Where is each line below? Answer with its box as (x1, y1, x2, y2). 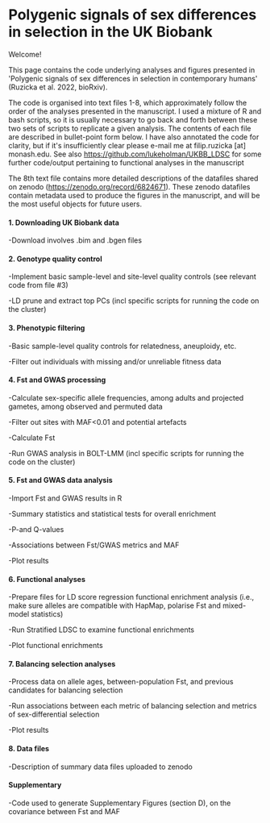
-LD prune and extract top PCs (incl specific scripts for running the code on (8, 296, 260, 306)
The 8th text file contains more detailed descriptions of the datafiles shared (8, 173, 259, 183)
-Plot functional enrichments (8, 641, 103, 651)
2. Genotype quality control (8, 254, 102, 264)
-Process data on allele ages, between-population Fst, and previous (8, 677, 234, 687)
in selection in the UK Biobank (8, 23, 213, 41)
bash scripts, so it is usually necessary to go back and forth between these (8, 114, 258, 124)
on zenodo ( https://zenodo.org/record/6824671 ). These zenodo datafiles (8, 181, 251, 191)
